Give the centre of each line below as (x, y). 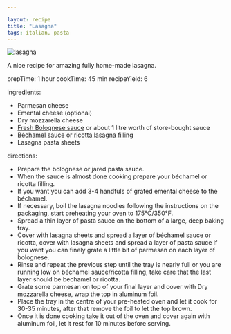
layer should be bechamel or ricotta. (69, 279)
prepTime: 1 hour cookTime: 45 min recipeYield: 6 (77, 79)
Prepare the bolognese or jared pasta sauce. (81, 169)
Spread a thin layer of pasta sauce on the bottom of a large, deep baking (121, 221)
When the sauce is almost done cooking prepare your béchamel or (112, 176)
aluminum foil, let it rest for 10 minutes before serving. (94, 324)
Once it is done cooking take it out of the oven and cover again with (113, 316)
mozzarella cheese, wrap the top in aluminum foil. (88, 294)
